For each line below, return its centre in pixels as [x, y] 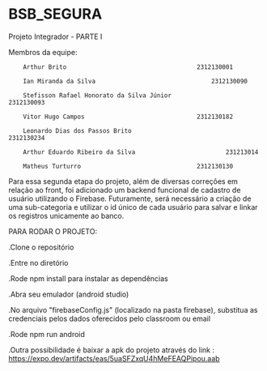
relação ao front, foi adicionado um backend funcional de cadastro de [125, 190]
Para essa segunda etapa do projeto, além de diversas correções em [123, 181]
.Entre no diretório [38, 262]
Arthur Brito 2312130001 [128, 67]
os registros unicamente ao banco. [66, 215]
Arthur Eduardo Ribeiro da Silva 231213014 [141, 152]
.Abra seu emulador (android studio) [69, 294]
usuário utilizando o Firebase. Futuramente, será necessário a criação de [130, 198]
